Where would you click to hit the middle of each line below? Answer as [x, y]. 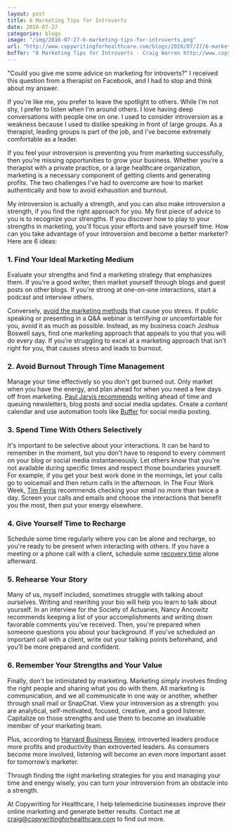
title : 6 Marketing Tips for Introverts [67, 20]
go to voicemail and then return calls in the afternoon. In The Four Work [111, 482]
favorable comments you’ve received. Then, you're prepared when [104, 624]
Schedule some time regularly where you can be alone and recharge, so [111, 539]
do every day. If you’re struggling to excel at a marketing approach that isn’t [117, 341]
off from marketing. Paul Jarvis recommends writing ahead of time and [110, 397]
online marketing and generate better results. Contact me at [94, 811]
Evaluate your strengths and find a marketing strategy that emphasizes [110, 275]
